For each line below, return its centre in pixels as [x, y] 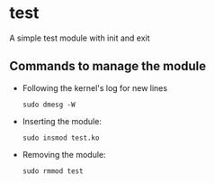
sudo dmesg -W [49, 105]
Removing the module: [64, 154]
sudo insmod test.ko [61, 138]
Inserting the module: [62, 121]
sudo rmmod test [53, 171]
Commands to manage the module [108, 66]
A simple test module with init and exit [80, 38]
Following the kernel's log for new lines [95, 87]
